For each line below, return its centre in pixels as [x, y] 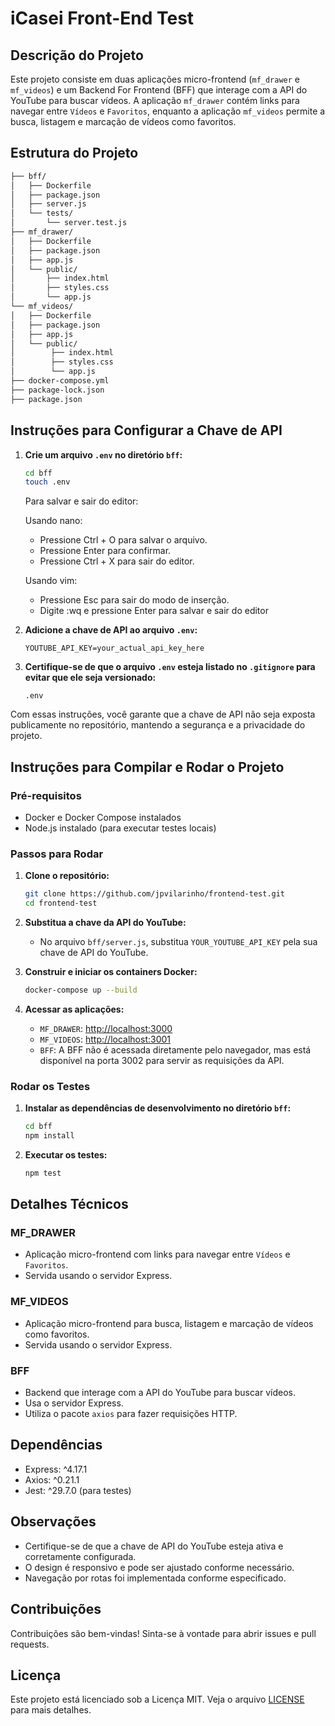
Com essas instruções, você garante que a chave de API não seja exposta [163, 714]
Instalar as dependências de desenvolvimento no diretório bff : [158, 1108]
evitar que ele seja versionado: [90, 678]
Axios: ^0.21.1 [52, 1479]
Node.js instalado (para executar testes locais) [120, 828]
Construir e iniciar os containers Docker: [111, 971]
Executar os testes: [66, 1154]
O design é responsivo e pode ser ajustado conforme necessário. [159, 1567]
